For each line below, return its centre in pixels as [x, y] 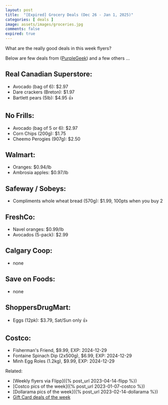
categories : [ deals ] [29, 19]
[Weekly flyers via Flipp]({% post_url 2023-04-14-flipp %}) [75, 381]
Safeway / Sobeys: [36, 189]
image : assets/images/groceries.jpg [44, 24]
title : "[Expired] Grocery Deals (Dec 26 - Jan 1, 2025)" [69, 15]
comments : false [22, 29]
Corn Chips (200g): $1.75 [39, 133]
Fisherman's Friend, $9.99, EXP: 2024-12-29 [60, 350]
